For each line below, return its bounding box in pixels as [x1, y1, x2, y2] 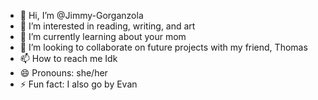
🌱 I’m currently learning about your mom [19, 31, 187, 42]
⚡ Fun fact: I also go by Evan [19, 78, 138, 90]
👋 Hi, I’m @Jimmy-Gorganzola [19, 10, 144, 21]
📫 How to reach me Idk [19, 53, 118, 64]
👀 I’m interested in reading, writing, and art [19, 20, 196, 32]
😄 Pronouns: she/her [19, 67, 108, 79]
